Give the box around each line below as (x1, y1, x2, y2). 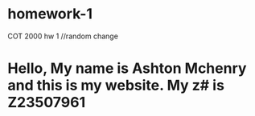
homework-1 (7, 5, 93, 23)
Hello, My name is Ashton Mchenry (7, 59, 247, 78)
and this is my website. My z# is (7, 77, 224, 94)
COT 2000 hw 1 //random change (7, 31, 118, 41)
